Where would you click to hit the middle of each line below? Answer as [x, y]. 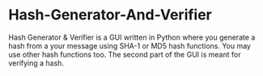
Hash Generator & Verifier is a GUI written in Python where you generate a [132, 37]
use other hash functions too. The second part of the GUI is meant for [125, 54]
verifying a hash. [36, 63]
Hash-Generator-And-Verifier [110, 15]
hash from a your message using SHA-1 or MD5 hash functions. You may [129, 45]
